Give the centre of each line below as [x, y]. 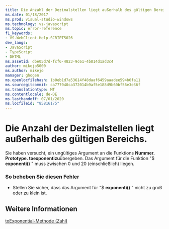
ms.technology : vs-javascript [37, 24]
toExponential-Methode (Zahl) [36, 221]
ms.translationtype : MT [30, 89]
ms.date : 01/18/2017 [27, 15]
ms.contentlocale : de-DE [31, 94]
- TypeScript [19, 52]
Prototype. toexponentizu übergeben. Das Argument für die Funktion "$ [80, 159]
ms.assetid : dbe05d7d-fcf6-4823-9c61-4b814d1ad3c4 [59, 61]
